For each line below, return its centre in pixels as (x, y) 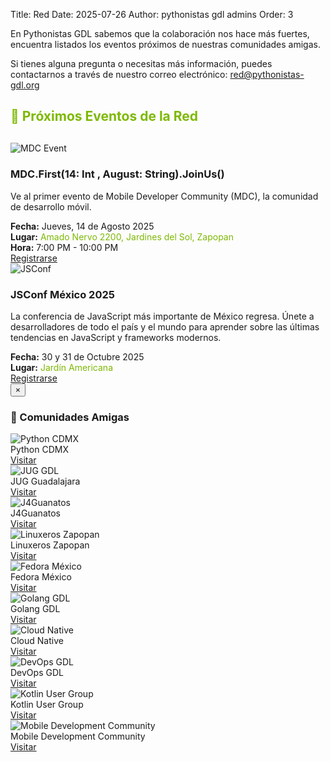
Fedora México (41, 577)
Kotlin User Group (47, 705)
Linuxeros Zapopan (50, 545)
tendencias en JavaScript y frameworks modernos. (116, 337)
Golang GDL (35, 609)
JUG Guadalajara (45, 481)
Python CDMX (40, 450)
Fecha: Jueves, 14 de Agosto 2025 (82, 226)
